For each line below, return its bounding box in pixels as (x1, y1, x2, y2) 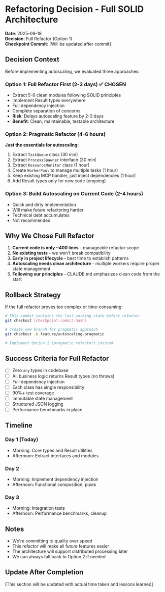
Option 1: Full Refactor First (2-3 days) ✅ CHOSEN (5, 81, 127, 88)
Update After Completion (5, 568, 84, 577)
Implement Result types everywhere (12, 98, 86, 104)
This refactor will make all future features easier (12, 543, 109, 549)
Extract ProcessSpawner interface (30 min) (12, 157, 97, 163)
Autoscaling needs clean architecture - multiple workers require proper (12, 261, 160, 267)
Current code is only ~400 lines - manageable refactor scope (12, 245, 139, 251)
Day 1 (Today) (5, 436, 38, 443)
